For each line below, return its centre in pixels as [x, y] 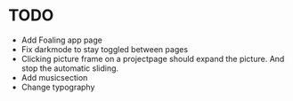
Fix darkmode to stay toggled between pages [105, 49]
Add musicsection [54, 77]
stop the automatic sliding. [70, 68]
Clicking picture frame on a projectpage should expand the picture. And [153, 58]
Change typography [58, 87]
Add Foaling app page [62, 40]
